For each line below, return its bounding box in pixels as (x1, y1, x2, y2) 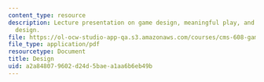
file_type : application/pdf (8, 41, 101, 48)
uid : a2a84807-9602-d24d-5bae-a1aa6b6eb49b (8, 62, 153, 70)
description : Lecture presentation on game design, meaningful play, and (8, 19, 255, 27)
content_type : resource (8, 11, 86, 20)
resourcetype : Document (8, 48, 86, 55)
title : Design (8, 55, 55, 63)
